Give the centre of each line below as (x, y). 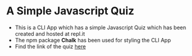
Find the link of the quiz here (50, 46)
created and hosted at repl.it (50, 33)
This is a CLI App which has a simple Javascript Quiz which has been (100, 27)
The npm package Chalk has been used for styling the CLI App (93, 40)
